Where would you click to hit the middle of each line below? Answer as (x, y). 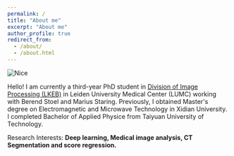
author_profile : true (39, 33)
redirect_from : (30, 40)
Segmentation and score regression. (62, 145)
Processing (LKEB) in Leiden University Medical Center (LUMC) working (112, 94)
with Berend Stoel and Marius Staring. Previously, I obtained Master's (108, 101)
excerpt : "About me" (38, 27)
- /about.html (34, 53)
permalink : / (26, 14)
